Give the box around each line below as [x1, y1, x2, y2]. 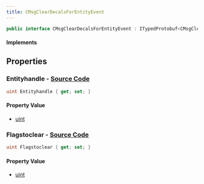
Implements [6, 39, 38, 46]
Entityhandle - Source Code [6, 74, 90, 83]
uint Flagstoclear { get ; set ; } [6, 144, 91, 150]
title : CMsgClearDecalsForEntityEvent [6, 9, 104, 15]
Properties [6, 56, 47, 67]
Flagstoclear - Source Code [6, 130, 89, 139]
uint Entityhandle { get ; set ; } [6, 88, 91, 94]
